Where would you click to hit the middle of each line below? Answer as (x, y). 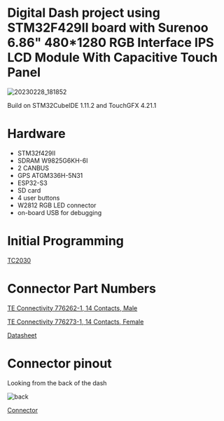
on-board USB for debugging (59, 212)
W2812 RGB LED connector (57, 205)
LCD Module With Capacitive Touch (113, 58)
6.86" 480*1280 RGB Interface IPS (111, 43)
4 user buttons (38, 198)
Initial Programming (66, 241)
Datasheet (22, 335)
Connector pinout (59, 363)
